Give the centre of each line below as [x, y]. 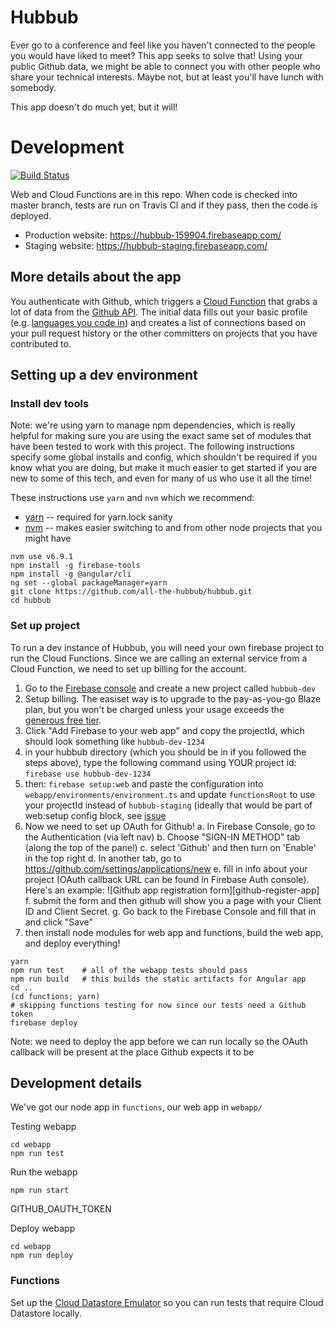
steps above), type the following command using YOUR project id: [160, 762]
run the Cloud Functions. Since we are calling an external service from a [159, 658]
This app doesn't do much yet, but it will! [94, 107]
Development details [76, 1083]
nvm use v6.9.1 [42, 557]
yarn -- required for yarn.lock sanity [98, 517]
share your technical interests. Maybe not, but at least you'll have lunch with [167, 77]
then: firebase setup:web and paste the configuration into [144, 783]
